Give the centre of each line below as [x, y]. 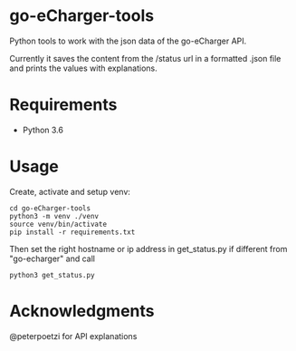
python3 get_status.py [52, 275]
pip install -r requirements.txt [72, 232]
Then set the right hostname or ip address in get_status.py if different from [148, 249]
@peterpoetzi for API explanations [73, 336]
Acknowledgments [82, 311]
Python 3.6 [43, 130]
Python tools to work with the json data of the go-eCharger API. [128, 41]
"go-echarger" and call [52, 258]
